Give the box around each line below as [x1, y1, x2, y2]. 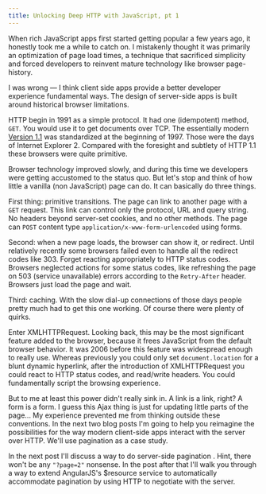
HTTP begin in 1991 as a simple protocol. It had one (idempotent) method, [8, 115, 249, 124]
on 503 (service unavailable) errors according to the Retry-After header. [8, 271, 247, 281]
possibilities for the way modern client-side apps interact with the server [8, 427, 246, 437]
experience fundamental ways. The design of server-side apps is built [8, 91, 237, 100]
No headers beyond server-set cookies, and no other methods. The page [8, 213, 248, 223]
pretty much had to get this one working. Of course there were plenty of [8, 303, 245, 313]
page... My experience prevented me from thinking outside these [8, 410, 221, 420]
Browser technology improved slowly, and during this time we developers [8, 164, 249, 173]
